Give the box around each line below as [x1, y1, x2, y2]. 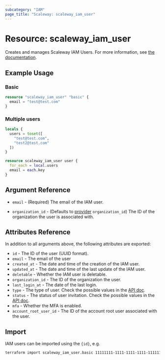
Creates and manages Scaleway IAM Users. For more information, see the [5, 49, 155, 55]
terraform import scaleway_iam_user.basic [5, 350, 93, 355]
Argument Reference [5, 186, 71, 195]
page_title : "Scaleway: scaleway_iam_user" [5, 12, 96, 17]
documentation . [5, 55, 37, 61]
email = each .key [9, 168, 45, 173]
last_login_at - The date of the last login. [12, 282, 97, 288]
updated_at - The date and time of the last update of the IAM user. [12, 266, 146, 272]
